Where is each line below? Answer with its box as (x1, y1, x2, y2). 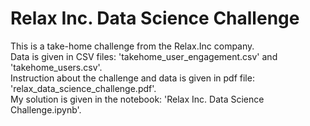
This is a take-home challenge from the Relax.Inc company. (10, 40, 255, 52)
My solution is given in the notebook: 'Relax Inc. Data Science (10, 93, 265, 105)
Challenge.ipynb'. (10, 103, 82, 116)
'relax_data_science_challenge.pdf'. (10, 82, 157, 94)
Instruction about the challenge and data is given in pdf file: (10, 72, 255, 84)
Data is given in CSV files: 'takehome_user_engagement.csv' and (10, 50, 278, 62)
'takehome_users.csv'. (10, 61, 103, 73)
